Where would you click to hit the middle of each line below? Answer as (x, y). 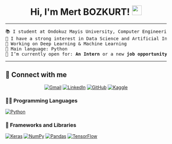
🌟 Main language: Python (36, 49)
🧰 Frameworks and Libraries (41, 125)
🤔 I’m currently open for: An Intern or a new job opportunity (86, 54)
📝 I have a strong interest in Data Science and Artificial (82, 38)
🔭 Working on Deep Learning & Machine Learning (66, 43)
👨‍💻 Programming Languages (41, 100)
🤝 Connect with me (36, 75)
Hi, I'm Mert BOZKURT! (80, 12)
